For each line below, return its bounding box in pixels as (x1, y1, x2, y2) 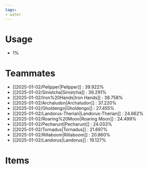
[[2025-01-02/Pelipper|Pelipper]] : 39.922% (12, 84, 104, 90)
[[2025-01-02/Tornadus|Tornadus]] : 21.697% (12, 126, 108, 132)
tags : (5, 7, 17, 12)
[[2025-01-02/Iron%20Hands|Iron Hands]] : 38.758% (12, 94, 123, 100)
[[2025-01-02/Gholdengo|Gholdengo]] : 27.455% (12, 105, 114, 111)
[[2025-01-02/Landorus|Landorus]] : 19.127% (12, 137, 106, 143)
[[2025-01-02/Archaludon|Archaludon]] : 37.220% (12, 100, 117, 106)
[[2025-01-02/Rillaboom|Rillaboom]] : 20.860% (12, 132, 110, 138)
